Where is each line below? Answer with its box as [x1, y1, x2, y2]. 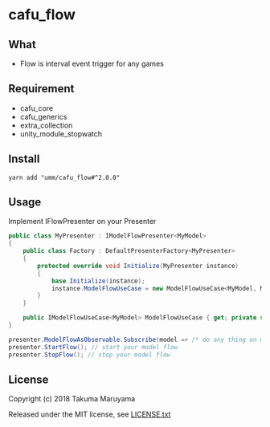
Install [8, 152, 40, 166]
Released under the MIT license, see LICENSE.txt [8, 409, 171, 419]
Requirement [8, 82, 75, 96]
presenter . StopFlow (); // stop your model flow [8, 351, 171, 359]
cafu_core [19, 103, 54, 113]
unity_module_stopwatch [19, 128, 103, 138]
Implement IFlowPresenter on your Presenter [8, 217, 157, 226]
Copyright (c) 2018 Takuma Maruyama [8, 394, 136, 404]
